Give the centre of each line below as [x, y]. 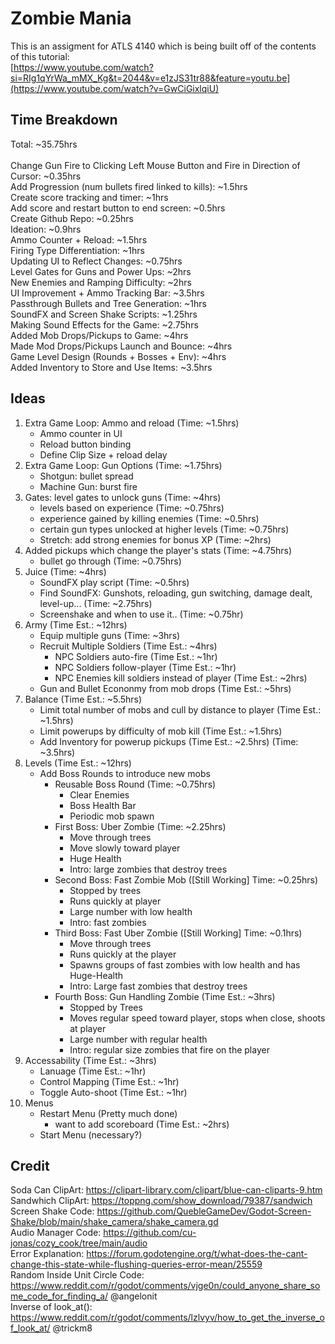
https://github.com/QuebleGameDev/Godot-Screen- [204, 1211]
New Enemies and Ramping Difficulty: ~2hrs [101, 282]
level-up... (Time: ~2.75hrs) [96, 603]
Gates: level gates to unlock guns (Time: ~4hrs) [123, 497]
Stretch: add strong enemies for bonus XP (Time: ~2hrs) [155, 539]
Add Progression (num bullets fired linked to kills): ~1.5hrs [129, 186]
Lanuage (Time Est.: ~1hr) [93, 1071]
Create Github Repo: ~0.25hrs [72, 218]
